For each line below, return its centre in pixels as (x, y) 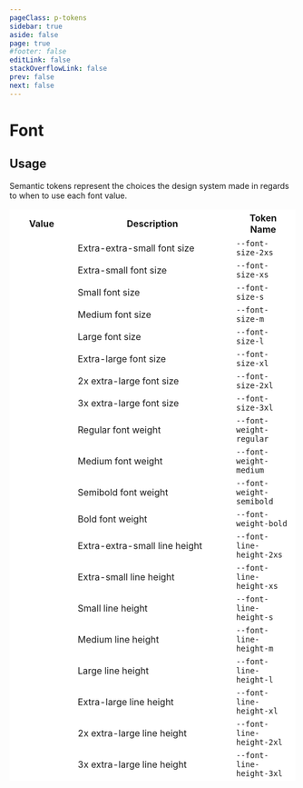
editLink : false (40, 60)
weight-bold (261, 523)
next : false (32, 85)
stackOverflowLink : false (58, 69)
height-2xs (259, 554)
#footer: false (38, 52)
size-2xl (254, 385)
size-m (250, 319)
